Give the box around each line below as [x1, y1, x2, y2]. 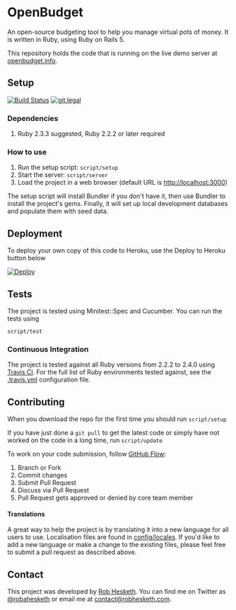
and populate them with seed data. [7, 207, 109, 216]
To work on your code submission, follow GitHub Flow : [7, 450, 167, 459]
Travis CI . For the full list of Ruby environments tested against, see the [7, 368, 212, 376]
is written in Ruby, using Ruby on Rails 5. [7, 35, 125, 43]
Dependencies [7, 113, 59, 123]
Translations [7, 510, 45, 518]
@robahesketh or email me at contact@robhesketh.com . [7, 595, 172, 604]
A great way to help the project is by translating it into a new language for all [7, 525, 229, 534]
